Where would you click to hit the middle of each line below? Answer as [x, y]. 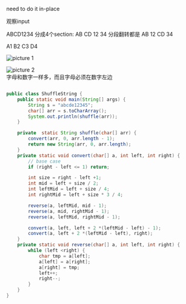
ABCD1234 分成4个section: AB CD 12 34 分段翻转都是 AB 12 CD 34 [90, 34]
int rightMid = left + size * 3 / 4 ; [75, 195]
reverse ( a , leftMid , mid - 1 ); [68, 206]
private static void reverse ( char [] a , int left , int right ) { [99, 245]
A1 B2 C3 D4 [22, 46]
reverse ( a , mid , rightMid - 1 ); [69, 211]
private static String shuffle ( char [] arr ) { [77, 133]
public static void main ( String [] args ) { [71, 100]
